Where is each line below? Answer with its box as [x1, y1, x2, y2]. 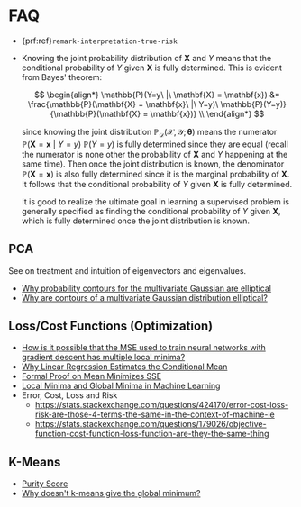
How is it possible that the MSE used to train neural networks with [21, 342, 267, 353]
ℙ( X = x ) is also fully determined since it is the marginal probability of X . [21, 168, 290, 179]
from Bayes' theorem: [21, 71, 103, 82]
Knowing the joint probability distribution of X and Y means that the [21, 52, 272, 63]
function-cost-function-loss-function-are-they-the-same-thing [34, 429, 269, 439]
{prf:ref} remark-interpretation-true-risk [21, 35, 178, 46]
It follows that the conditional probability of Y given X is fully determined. [21, 178, 293, 189]
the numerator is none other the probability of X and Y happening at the [21, 149, 288, 159]
